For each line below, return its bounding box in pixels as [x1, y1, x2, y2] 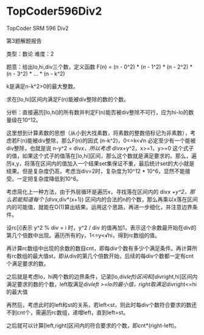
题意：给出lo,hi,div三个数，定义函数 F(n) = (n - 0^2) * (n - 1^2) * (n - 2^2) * [6, 63, 193, 70]
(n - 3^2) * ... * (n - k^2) [6, 70, 65, 77]
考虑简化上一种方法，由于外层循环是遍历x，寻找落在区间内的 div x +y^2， [6, 188, 190, 195]
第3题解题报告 [6, 37, 42, 44]
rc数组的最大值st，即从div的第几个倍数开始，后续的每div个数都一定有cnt [11, 252, 194, 259]
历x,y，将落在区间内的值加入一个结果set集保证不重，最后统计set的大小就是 [6, 160, 195, 167]
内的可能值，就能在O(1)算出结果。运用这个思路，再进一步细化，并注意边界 [6, 203, 193, 210]
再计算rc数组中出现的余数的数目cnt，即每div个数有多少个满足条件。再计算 [6, 245, 192, 252]
